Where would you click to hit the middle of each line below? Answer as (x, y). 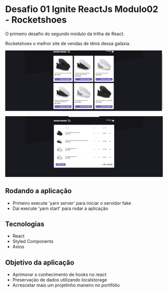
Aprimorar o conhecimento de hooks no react (59, 274)
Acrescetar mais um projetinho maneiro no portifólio (66, 285)
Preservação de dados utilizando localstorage (60, 280)
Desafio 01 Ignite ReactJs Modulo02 (82, 9)
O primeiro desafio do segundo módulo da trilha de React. (65, 34)
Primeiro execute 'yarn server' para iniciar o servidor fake (72, 203)
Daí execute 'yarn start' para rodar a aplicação (60, 208)
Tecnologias (25, 224)
